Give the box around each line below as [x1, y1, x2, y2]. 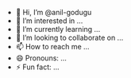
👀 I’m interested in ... [15, 16, 83, 25]
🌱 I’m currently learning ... [15, 25, 101, 33]
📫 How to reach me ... [15, 42, 90, 51]
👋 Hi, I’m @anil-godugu [15, 8, 92, 17]
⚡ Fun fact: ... [15, 62, 60, 72]
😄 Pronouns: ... [15, 53, 67, 63]
